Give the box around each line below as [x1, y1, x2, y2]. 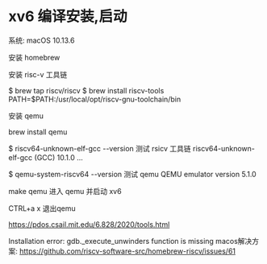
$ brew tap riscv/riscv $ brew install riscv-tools [8, 85, 165, 95]
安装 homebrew [8, 52, 60, 62]
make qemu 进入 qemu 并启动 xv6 [8, 186, 123, 196]
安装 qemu [8, 110, 44, 121]
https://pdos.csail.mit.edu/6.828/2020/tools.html [8, 219, 170, 229]
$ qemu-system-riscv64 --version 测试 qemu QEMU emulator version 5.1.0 [8, 169, 257, 179]
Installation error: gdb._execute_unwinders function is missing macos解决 [8, 236, 252, 245]
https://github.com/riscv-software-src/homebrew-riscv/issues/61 [19, 246, 236, 256]
